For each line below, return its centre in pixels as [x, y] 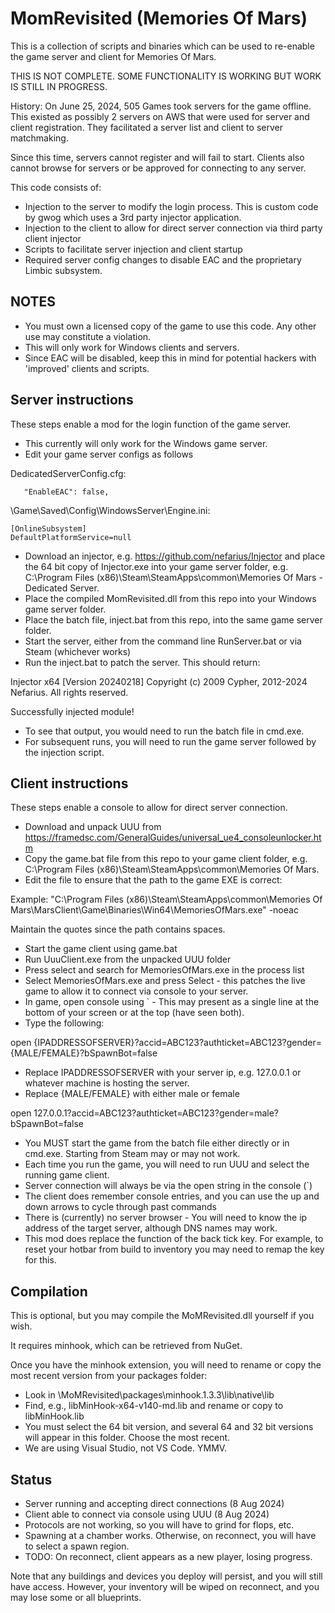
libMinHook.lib [54, 1416]
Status [31, 1479]
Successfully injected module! [72, 711]
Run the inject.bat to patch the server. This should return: [142, 662]
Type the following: [64, 1023]
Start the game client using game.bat [101, 949]
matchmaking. [39, 138]
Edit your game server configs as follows [109, 454]
